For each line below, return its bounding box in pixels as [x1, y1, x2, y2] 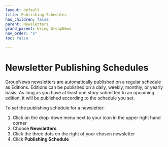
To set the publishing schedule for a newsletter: [5, 104, 105, 111]
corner [12, 120, 27, 126]
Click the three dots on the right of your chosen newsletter [12, 130, 136, 137]
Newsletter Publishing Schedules [5, 62, 149, 73]
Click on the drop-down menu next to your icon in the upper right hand [12, 115, 161, 121]
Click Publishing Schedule [12, 136, 69, 142]
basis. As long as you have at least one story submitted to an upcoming [5, 89, 155, 95]
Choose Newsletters [12, 125, 57, 131]
